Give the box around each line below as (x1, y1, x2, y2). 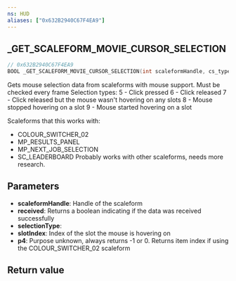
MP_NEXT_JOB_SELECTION (17, 145, 99, 154)
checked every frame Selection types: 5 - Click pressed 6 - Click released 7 (7, 89, 227, 97)
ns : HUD (7, 10, 30, 18)
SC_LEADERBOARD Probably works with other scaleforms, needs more (17, 152, 223, 162)
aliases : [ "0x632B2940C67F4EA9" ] (7, 17, 105, 24)
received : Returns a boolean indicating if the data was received (17, 207, 202, 215)
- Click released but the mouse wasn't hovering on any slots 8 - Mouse (7, 96, 213, 104)
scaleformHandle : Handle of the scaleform (17, 199, 143, 207)
